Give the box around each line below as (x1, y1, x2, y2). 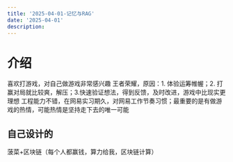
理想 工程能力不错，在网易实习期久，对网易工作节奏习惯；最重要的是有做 (7, 97, 216, 105)
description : (7, 23, 45, 30)
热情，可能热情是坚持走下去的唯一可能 (19, 106, 129, 114)
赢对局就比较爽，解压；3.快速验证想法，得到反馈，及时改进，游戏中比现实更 (7, 88, 226, 97)
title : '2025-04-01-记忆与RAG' (7, 10, 95, 17)
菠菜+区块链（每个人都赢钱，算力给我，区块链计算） (7, 147, 158, 156)
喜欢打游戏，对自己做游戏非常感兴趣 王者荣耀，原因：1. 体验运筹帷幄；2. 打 (7, 79, 224, 88)
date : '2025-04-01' (7, 17, 64, 24)
